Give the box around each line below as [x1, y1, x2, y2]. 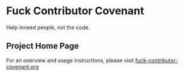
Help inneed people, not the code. [6, 24, 90, 31]
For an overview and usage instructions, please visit [6, 56, 134, 64]
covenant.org [6, 63, 39, 70]
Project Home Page [6, 41, 79, 51]
